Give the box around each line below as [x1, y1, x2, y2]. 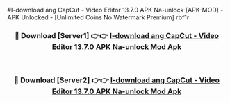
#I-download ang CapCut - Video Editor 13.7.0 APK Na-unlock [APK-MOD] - [7, 6, 224, 14]
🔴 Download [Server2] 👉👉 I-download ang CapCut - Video [13, 75, 220, 85]
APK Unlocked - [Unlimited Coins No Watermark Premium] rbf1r [7, 13, 190, 21]
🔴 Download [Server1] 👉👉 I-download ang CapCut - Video [15, 30, 219, 40]
